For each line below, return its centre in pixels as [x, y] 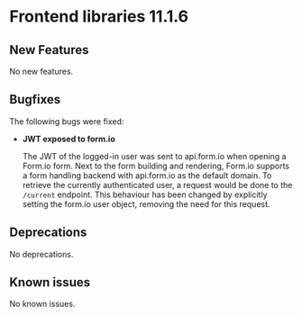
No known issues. [42, 304]
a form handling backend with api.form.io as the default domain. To [147, 175]
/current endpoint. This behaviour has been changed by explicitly [145, 194]
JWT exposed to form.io [69, 139]
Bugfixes [35, 99]
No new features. [41, 71]
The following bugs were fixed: [67, 121]
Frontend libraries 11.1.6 [99, 17]
